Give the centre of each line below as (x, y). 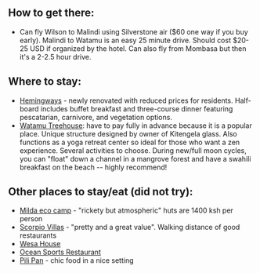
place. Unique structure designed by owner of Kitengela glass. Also (128, 133)
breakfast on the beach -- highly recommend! (93, 167)
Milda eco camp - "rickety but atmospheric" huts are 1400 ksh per (126, 210)
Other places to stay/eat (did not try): (101, 192)
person (31, 219)
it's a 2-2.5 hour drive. (55, 56)
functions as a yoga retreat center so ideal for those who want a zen (130, 142)
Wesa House (40, 244)
